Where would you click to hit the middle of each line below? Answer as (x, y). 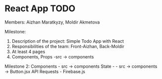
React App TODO (40, 9)
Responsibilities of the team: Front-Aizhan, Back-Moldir (68, 46)
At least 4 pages (28, 52)
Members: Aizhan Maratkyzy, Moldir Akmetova (52, 22)
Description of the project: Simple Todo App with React (68, 41)
